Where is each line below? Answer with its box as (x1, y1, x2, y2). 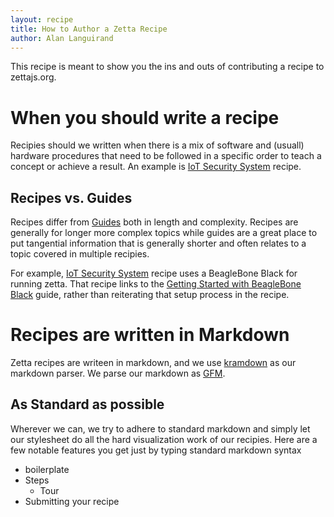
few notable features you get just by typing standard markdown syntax (10, 444, 302, 456)
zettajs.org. (10, 71, 57, 83)
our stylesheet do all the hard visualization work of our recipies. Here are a (10, 433, 318, 445)
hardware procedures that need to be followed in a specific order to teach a (10, 150, 322, 162)
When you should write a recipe (10, 106, 280, 129)
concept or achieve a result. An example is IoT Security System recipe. (10, 161, 302, 173)
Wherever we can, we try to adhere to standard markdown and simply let (10, 422, 311, 435)
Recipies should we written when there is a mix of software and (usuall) (10, 139, 305, 151)
